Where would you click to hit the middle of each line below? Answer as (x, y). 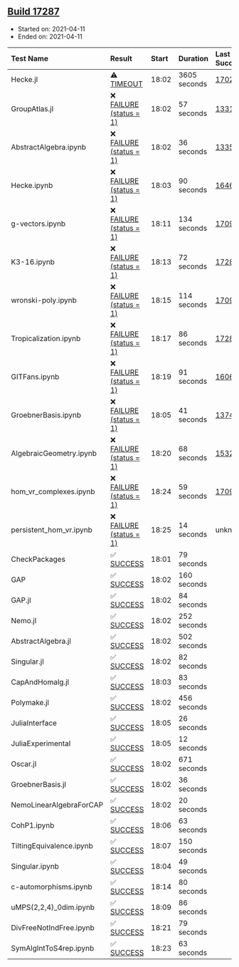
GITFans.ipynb (35, 377)
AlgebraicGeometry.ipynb (54, 453)
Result (121, 58)
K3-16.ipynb (33, 261)
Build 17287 (33, 12)
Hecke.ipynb (32, 185)
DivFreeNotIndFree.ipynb (53, 927)
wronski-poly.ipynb (44, 300)
